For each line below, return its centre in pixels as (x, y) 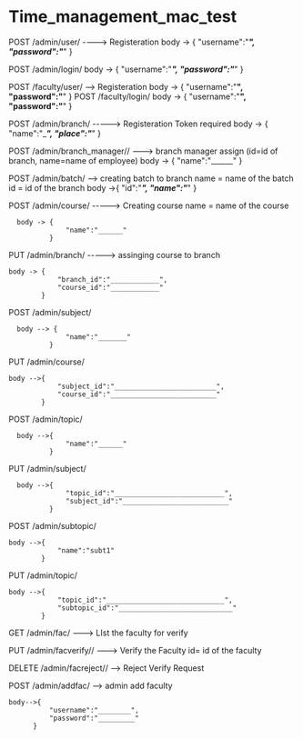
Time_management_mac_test (123, 17)
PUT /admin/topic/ (43, 575)
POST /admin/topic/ (45, 419)
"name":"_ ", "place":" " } (55, 133)
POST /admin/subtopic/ (53, 525)
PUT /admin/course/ (47, 362)
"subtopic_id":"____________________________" (147, 608)
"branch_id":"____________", (112, 279)
